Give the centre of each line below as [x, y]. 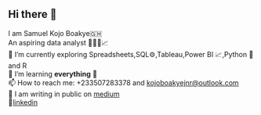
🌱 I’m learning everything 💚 [53, 74]
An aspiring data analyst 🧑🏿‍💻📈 [58, 42]
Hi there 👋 [33, 14]
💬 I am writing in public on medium [64, 94]
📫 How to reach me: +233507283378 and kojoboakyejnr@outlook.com [123, 82]
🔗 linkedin [23, 102]
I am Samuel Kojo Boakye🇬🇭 [55, 33]
